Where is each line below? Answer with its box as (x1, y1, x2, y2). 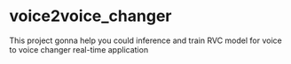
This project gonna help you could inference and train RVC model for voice (9, 35, 282, 46)
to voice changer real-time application (9, 44, 149, 54)
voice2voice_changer (9, 6, 172, 26)
